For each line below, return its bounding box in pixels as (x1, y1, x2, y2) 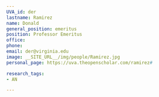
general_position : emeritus (6, 25, 77, 32)
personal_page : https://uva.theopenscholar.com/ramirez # (6, 59, 153, 65)
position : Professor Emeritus (6, 32, 83, 38)
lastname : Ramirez (6, 15, 53, 21)
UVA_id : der (6, 8, 36, 15)
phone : (6, 43, 23, 49)
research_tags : (6, 70, 45, 76)
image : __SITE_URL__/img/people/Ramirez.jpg (6, 54, 120, 60)
